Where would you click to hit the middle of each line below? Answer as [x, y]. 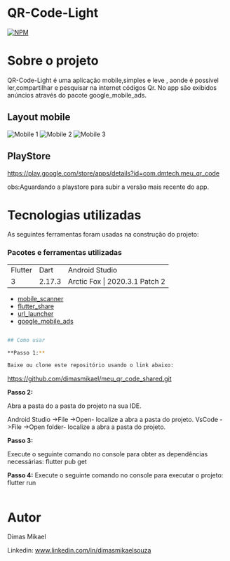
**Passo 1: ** [26, 352]
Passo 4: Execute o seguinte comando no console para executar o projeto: [115, 475]
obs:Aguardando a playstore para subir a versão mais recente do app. [108, 187]
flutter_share [36, 306]
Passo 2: [20, 392]
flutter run [22, 483]
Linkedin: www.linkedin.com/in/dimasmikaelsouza [79, 550]
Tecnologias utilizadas [74, 215]
